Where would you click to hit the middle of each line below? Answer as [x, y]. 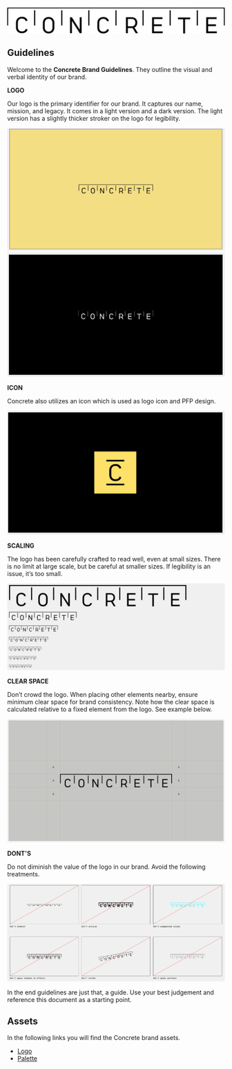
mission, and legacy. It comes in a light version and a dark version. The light [115, 110]
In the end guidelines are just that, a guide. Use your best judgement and [110, 992]
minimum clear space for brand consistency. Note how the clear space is [111, 702]
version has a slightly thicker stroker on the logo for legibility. [94, 118]
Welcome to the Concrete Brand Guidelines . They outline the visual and [110, 69]
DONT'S [19, 854]
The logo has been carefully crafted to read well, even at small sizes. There [114, 559]
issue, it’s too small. [35, 574]
